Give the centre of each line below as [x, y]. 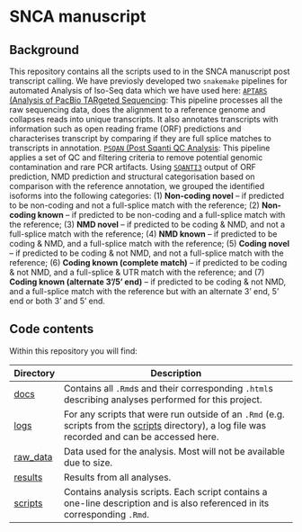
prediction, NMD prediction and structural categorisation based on [132, 176]
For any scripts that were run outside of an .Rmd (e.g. [174, 414]
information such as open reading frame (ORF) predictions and [125, 129]
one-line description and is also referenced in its [166, 503]
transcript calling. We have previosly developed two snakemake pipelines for [148, 81]
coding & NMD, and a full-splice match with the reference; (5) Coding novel [150, 243]
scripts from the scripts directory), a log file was [165, 425]
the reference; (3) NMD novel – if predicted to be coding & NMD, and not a [147, 224]
